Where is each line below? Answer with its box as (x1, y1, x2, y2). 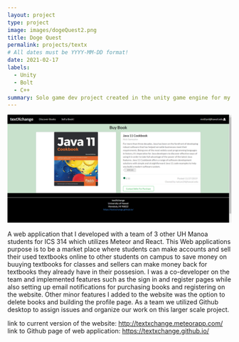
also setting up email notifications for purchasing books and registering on (7, 283, 225, 292)
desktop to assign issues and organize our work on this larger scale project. (7, 306, 230, 314)
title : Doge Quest (7, 34, 62, 41)
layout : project (7, 11, 55, 18)
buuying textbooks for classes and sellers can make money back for (7, 260, 208, 269)
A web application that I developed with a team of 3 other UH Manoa (7, 230, 208, 238)
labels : (7, 64, 31, 71)
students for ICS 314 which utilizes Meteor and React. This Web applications (7, 237, 231, 246)
